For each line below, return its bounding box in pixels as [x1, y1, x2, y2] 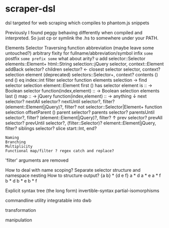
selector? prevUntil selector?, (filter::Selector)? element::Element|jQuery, [5, 120, 156, 126]
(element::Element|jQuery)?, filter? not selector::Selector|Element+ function [5, 104, 162, 110]
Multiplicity [5, 144, 33, 149]
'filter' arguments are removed [5, 157, 69, 163]
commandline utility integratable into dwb [5, 197, 92, 203]
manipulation [5, 217, 32, 223]
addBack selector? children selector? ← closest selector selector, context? [5, 66, 160, 72]
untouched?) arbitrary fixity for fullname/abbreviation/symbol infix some [5, 50, 153, 56]
